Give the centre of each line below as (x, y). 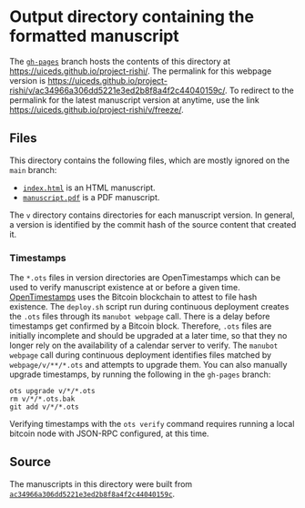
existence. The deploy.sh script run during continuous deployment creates (149, 307)
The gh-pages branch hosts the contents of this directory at (120, 61)
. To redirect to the (259, 90)
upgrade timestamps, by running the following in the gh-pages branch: (140, 374)
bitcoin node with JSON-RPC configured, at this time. (109, 433)
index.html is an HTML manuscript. (89, 188)
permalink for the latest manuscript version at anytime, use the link (134, 100)
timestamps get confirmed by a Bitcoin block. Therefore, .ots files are (141, 326)
